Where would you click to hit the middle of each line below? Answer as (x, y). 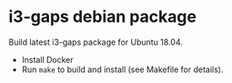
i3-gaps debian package (103, 17)
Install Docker (47, 59)
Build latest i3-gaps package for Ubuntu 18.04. (96, 42)
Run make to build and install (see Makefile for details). (122, 69)
